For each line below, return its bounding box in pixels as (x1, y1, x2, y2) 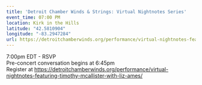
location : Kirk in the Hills (6, 20, 79, 26)
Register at (6, 66, 33, 72)
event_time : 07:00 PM (6, 14, 61, 20)
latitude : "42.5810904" (6, 25, 66, 32)
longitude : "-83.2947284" (6, 31, 71, 37)
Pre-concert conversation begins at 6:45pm (6, 59, 115, 66)
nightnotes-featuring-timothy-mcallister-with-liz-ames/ (6, 72, 143, 79)
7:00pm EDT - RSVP (6, 53, 56, 60)
